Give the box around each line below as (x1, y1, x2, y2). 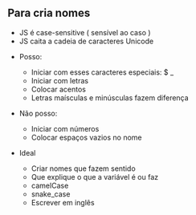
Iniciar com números (31, 124, 100, 133)
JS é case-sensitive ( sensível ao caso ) (18, 27, 151, 37)
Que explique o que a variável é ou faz (31, 172, 159, 181)
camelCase (31, 181, 69, 190)
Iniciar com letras (31, 75, 89, 85)
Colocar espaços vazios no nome (31, 132, 142, 142)
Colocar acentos (31, 84, 86, 94)
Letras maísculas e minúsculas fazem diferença (31, 92, 190, 103)
